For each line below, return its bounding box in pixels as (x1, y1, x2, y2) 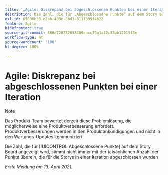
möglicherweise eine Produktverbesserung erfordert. (5, 123, 115, 129)
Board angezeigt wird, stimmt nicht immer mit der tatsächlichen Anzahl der (5, 148, 159, 155)
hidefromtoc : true (5, 26, 43, 31)
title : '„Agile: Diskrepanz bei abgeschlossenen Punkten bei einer (5, 7, 149, 12)
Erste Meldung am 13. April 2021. (5, 163, 73, 170)
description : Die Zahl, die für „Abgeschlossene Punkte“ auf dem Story (5, 12, 157, 17)
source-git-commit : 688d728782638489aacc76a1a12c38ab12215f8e (5, 30, 137, 35)
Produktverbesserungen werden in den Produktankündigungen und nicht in (5, 128, 161, 134)
